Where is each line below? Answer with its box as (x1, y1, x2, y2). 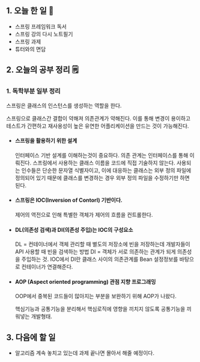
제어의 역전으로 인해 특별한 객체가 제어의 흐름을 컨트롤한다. (14, 211, 153, 218)
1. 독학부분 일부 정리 (6, 87, 61, 95)
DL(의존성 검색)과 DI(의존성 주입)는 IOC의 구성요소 (14, 226, 133, 233)
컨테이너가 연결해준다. (21, 263, 73, 270)
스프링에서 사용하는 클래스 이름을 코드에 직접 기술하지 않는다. (32, 159, 175, 166)
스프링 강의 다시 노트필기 (14, 30, 73, 37)
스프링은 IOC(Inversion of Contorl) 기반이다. (14, 196, 123, 204)
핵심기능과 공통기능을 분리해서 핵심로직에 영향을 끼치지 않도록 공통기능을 (14, 305, 186, 313)
